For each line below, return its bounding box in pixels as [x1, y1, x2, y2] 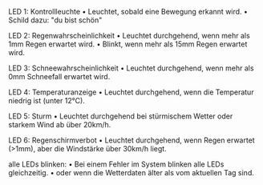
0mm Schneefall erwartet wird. [8, 72, 111, 81]
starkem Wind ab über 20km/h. [8, 120, 111, 129]
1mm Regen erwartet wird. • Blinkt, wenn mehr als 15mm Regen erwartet [8, 39, 248, 49]
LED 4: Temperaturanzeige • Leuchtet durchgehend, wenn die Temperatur [8, 87, 254, 97]
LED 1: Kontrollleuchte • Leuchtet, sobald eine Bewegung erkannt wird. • [8, 7, 249, 16]
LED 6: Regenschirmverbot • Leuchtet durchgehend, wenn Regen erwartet [8, 135, 255, 145]
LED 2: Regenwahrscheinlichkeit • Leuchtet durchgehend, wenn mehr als [8, 31, 250, 40]
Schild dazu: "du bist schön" [8, 15, 103, 25]
